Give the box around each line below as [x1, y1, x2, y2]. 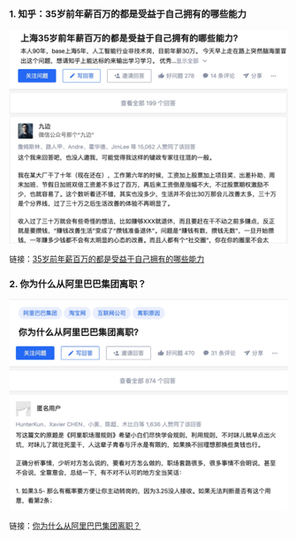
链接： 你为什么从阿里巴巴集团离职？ [9, 520, 141, 531]
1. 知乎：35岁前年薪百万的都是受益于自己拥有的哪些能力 [9, 7, 247, 19]
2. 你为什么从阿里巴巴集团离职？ [9, 278, 148, 291]
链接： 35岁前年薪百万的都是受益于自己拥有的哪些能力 [9, 254, 205, 264]
